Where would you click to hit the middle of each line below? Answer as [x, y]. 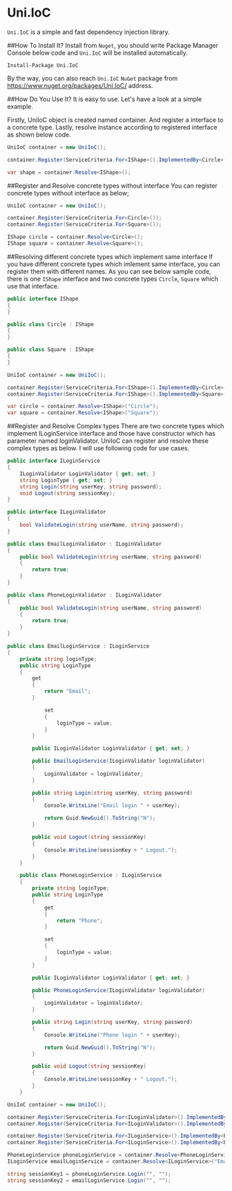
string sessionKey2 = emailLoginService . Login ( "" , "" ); [89, 1180]
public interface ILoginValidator [57, 512]
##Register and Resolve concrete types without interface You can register [112, 186]
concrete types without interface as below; [68, 193]
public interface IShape [43, 299]
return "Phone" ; [80, 920]
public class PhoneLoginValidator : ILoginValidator [85, 595]
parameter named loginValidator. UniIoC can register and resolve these [108, 441]
